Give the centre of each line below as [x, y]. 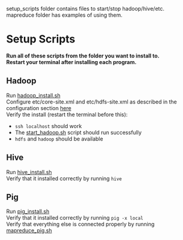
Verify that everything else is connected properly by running [80, 224]
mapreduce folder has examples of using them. [64, 15]
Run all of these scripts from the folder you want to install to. [83, 56]
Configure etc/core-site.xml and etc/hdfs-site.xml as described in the [92, 102]
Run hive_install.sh [29, 172]
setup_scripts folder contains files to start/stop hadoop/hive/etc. [85, 9]
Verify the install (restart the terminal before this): [67, 114]
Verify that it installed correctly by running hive [64, 178]
